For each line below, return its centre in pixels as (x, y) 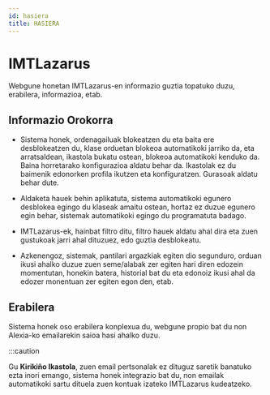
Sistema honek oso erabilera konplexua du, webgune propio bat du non (128, 327)
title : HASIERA (34, 24)
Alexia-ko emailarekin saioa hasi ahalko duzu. (84, 335)
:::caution (24, 351)
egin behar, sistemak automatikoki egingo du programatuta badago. (133, 216)
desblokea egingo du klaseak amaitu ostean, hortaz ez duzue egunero (137, 207)
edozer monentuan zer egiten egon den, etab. (97, 281)
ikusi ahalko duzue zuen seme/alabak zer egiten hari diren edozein (131, 264)
